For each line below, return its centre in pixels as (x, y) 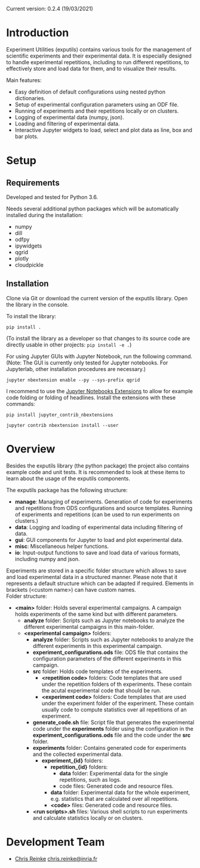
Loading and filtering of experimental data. (67, 123)
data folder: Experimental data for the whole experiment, (120, 792)
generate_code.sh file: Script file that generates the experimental (113, 722)
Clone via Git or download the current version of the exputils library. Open (97, 298)
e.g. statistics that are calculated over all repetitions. (115, 798)
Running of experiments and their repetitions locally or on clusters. (97, 111)
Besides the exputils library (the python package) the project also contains (98, 465)
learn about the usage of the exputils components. (68, 478)
